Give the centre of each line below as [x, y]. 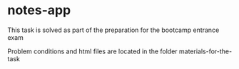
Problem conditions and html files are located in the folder [92, 51]
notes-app [39, 10]
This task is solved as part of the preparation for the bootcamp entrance [113, 30]
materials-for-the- [205, 51]
